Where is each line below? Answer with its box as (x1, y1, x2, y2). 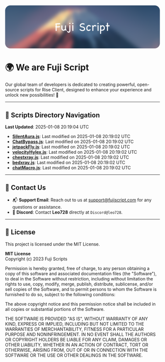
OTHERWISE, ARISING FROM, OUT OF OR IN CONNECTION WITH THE (5, 347, 148, 353)
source (5, 87, 20, 93)
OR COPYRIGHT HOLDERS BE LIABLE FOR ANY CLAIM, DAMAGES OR (5, 336, 147, 342)
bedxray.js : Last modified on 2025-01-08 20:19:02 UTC (12, 160, 126, 166)
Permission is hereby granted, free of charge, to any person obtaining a (5, 265, 150, 271)
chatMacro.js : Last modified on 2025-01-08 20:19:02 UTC (12, 165, 131, 171)
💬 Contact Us (5, 184, 46, 192)
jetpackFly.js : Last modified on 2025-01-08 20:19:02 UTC (12, 144, 130, 150)
